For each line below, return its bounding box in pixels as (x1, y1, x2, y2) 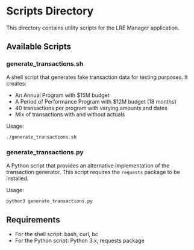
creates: (6, 80, 27, 87)
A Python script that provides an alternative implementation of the (6, 161, 170, 169)
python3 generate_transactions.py (6, 198, 93, 204)
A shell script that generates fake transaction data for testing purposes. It (6, 73, 188, 81)
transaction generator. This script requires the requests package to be (6, 168, 181, 175)
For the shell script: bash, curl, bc (14, 231, 98, 238)
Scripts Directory (6, 4, 94, 18)
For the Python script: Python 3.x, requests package (14, 237, 145, 245)
